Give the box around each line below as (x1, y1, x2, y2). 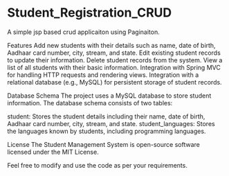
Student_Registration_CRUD (7, 5, 172, 21)
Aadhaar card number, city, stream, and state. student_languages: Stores (7, 119, 216, 127)
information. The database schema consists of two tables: (7, 98, 173, 107)
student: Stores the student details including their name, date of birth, (7, 112, 205, 121)
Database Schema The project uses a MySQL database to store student (7, 91, 212, 100)
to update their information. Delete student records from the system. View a (7, 55, 223, 64)
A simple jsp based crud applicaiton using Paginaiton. (7, 28, 161, 36)
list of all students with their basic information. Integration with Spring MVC (7, 63, 221, 71)
